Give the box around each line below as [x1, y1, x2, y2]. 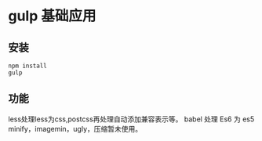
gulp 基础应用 [8, 7, 96, 25]
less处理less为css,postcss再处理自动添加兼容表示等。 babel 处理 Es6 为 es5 [8, 114, 255, 124]
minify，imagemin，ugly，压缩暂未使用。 [8, 124, 143, 133]
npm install [8, 62, 47, 70]
